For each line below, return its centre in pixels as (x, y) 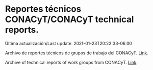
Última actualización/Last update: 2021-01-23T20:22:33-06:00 (69, 43)
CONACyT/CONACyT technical (69, 19)
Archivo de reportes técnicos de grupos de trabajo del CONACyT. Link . (77, 53)
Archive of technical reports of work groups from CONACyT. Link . (72, 62)
